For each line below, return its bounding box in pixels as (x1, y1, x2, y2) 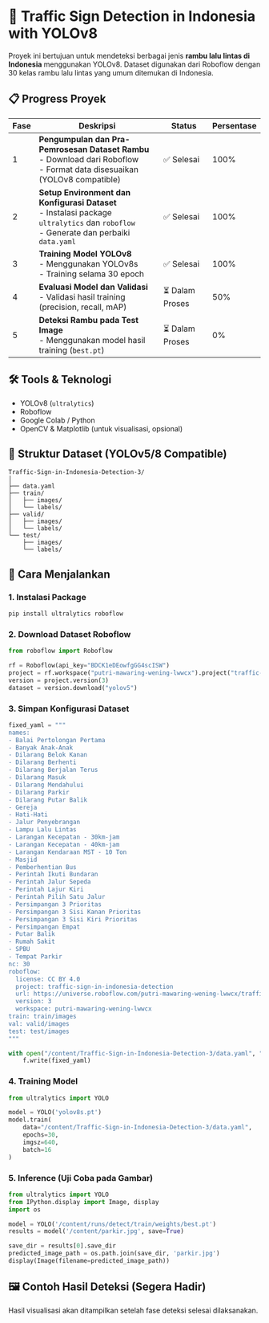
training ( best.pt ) (38, 345, 105, 356)
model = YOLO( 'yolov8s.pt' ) (8, 1109, 102, 1117)
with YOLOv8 (8, 24, 98, 43)
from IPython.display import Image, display (8, 1198, 159, 1206)
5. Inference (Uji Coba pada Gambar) (8, 1172, 154, 1183)
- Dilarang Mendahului (8, 781, 84, 789)
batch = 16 (22, 1145, 52, 1154)
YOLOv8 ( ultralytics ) (19, 398, 94, 408)
